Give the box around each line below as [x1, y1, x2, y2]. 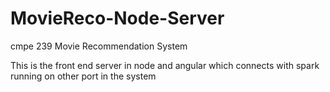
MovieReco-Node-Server [10, 7, 225, 30]
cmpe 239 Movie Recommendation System [10, 40, 188, 52]
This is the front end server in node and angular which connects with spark [10, 59, 320, 71]
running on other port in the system [10, 70, 157, 82]
